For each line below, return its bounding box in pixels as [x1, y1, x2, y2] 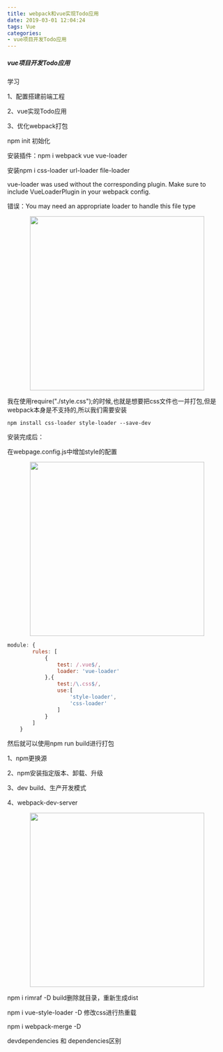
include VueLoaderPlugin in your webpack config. [7, 187, 151, 196]
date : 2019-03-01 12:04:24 [7, 17, 86, 24]
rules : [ [32, 648, 58, 655]
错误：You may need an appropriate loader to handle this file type [7, 202, 197, 210]
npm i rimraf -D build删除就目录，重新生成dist [7, 993, 139, 1002]
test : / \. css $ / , [56, 681, 101, 688]
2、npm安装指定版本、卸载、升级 [7, 769, 103, 778]
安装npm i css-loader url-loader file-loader [7, 167, 130, 175]
